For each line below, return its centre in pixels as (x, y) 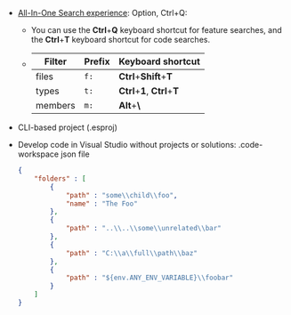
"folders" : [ (60, 178)
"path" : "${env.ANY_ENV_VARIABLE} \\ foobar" (150, 278)
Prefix (97, 61)
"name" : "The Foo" (101, 204)
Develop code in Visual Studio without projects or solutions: (127, 145)
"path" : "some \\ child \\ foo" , (121, 195)
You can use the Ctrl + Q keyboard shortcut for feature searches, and (156, 30)
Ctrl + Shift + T (146, 77)
